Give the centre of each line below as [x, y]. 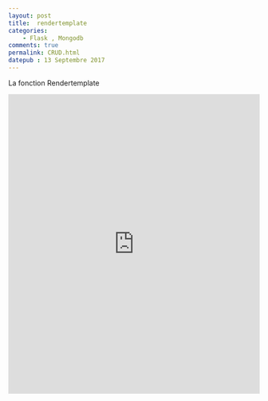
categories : [28, 30]
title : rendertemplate [48, 23]
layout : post [30, 16]
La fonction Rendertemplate [54, 83]
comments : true [33, 46]
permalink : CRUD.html [44, 53]
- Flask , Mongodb [53, 38]
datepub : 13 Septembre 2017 [57, 61]
